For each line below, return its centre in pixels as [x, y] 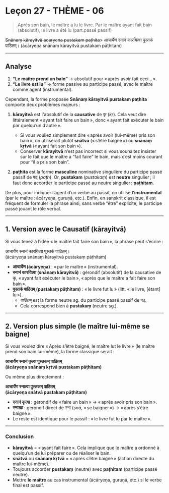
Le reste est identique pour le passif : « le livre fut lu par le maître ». [82, 419]
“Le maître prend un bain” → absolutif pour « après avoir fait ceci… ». [85, 79]
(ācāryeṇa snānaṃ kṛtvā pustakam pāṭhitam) [54, 367]
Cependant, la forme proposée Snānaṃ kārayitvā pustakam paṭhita [76, 99]
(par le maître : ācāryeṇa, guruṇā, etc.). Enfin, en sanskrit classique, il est [80, 198]
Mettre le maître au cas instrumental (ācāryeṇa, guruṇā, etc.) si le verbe [87, 480]
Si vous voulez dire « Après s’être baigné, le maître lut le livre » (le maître [80, 346]
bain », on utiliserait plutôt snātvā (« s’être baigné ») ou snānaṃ [86, 140]
